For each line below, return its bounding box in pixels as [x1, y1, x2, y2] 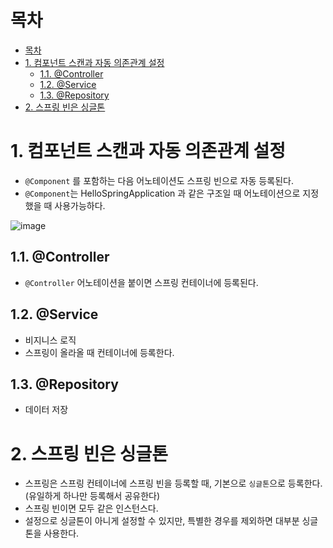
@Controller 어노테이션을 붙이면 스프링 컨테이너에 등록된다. [24, 276, 259, 288]
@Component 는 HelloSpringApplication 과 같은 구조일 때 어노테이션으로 [24, 187, 301, 199]
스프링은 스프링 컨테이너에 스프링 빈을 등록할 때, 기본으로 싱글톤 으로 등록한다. [24, 477, 323, 490]
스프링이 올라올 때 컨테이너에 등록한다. [24, 346, 175, 358]
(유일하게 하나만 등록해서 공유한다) [24, 490, 161, 502]
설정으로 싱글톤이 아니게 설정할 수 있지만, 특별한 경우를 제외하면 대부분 [24, 515, 300, 527]
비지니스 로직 [24, 334, 77, 346]
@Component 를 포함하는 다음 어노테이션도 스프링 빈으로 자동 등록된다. [24, 174, 294, 186]
